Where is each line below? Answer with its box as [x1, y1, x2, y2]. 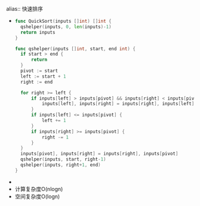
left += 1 [41, 118, 66, 124]
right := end [20, 79, 53, 85]
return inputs [20, 29, 56, 35]
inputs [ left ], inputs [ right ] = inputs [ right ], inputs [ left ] [41, 101, 195, 107]
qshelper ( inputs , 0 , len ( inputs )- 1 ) [20, 23, 112, 30]
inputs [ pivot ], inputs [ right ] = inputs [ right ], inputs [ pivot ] [20, 151, 179, 157]
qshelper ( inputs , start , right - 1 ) [20, 156, 106, 162]
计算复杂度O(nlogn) [14, 185, 63, 192]
